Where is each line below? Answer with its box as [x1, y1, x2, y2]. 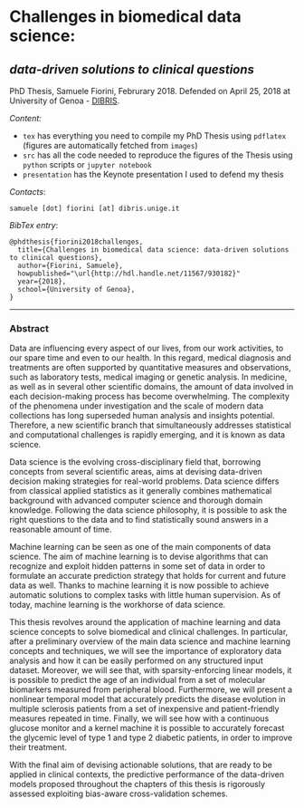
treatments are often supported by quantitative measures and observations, [9, 362, 291, 373]
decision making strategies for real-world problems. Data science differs [9, 476, 280, 486]
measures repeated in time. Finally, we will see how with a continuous [9, 713, 270, 724]
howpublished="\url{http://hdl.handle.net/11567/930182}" [17, 269, 242, 278]
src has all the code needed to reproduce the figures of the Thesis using [22, 149, 293, 160]
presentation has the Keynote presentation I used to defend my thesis [22, 169, 284, 179]
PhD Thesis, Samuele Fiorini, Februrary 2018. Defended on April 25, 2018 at [9, 86, 291, 96]
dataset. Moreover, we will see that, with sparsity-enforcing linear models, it [9, 665, 292, 676]
